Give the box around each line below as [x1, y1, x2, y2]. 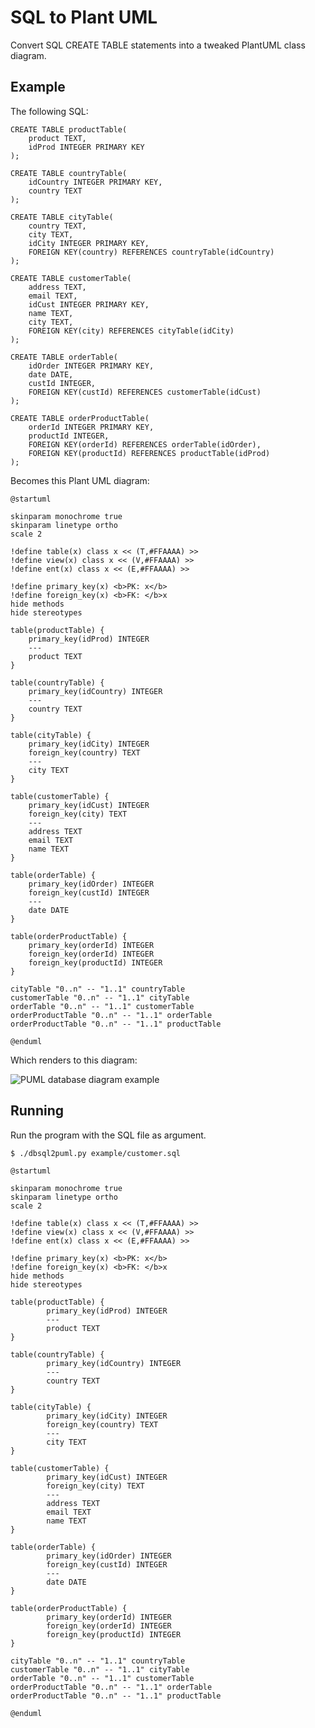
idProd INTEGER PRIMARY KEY [28, 142, 145, 152]
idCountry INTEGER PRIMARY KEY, [28, 177, 163, 187]
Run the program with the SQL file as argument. [10, 1129, 207, 1141]
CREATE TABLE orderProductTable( [10, 413, 150, 423]
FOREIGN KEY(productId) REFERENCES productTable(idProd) [28, 448, 271, 458]
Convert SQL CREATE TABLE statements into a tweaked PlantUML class [10, 39, 306, 51]
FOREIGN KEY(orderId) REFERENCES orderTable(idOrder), [28, 439, 262, 450]
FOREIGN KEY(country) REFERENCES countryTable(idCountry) [28, 247, 275, 257]
